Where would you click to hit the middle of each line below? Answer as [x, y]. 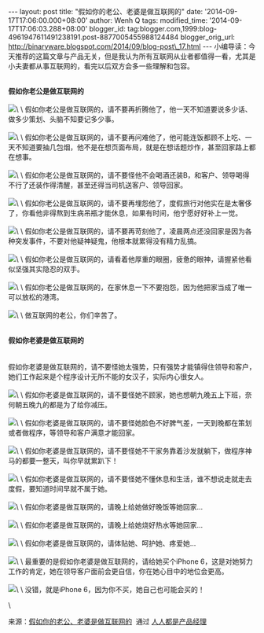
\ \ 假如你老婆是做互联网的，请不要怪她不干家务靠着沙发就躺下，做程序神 [134, 451]
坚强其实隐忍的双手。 [49, 269]
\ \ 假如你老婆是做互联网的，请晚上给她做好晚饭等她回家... [110, 507]
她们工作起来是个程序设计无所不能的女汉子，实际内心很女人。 [108, 377]
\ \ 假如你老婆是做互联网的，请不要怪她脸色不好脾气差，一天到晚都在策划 [134, 423]
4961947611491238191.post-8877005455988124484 [93, 37]
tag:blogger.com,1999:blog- [172, 29]
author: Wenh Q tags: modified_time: [148, 20]
